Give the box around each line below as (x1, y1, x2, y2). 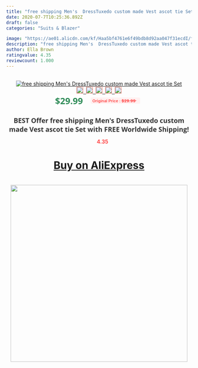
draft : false (6, 19, 38, 25)
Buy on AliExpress (53, 159, 145, 172)
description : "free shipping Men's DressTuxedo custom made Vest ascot (6, 41, 189, 47)
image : (6, 36, 22, 42)
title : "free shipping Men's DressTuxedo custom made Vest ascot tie (6, 8, 183, 15)
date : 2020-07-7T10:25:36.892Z (6, 14, 83, 20)
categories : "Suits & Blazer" (6, 25, 81, 31)
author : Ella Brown (6, 47, 54, 53)
